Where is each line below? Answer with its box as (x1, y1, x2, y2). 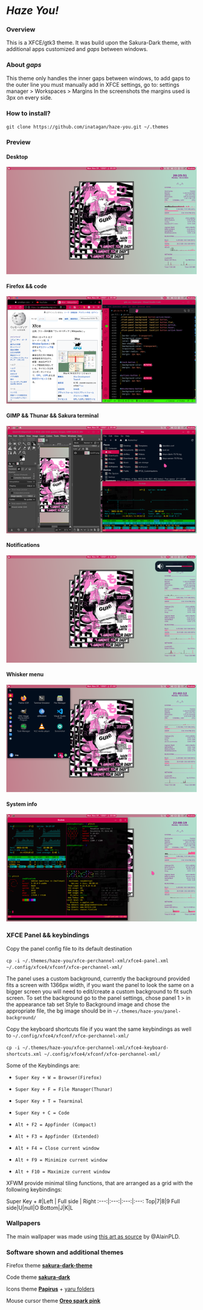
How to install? (6, 109, 51, 117)
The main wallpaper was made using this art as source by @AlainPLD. (6, 1233, 180, 1240)
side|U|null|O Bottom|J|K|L (6, 1204, 74, 1211)
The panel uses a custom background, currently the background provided (6, 975, 190, 982)
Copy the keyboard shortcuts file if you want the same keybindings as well (6, 1025, 192, 1033)
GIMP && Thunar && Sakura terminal (6, 412, 99, 419)
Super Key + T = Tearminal (14, 1098, 83, 1104)
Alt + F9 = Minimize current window (14, 1157, 108, 1163)
